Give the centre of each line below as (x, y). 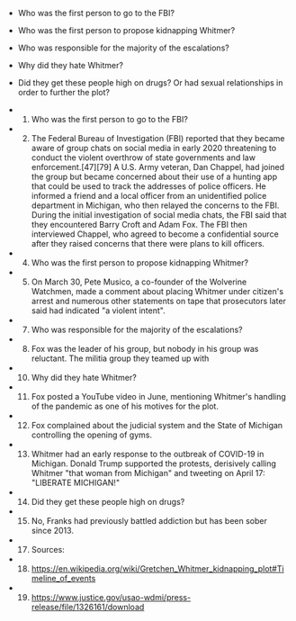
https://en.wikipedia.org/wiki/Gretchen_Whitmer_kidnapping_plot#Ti (158, 569)
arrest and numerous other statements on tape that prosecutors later (158, 301)
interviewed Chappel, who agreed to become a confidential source (155, 234)
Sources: (48, 549)
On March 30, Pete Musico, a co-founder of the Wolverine (139, 282)
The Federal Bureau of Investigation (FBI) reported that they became (158, 138)
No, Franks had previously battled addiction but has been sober (149, 521)
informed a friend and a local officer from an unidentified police (149, 196)
